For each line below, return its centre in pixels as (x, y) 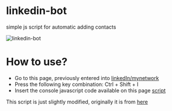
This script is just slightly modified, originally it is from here (77, 102)
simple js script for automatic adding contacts (61, 27)
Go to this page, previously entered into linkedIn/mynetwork (87, 78)
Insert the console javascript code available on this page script (90, 90)
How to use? (37, 62)
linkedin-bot (37, 11)
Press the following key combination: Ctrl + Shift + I (76, 84)
